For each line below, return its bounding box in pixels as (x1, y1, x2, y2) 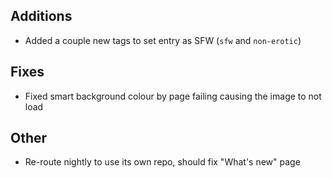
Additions (10, 8, 73, 25)
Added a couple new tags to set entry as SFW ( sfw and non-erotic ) (24, 34, 302, 46)
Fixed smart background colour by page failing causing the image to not (24, 90, 322, 102)
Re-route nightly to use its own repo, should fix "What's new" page (24, 156, 301, 168)
